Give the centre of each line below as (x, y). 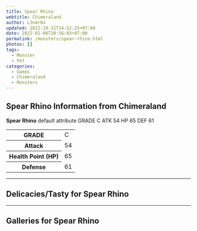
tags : (13, 50)
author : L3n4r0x (26, 22)
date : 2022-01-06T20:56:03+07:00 (47, 34)
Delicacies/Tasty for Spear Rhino (67, 194)
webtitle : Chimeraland (34, 17)
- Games (21, 72)
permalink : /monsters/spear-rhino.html (55, 39)
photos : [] (19, 45)
